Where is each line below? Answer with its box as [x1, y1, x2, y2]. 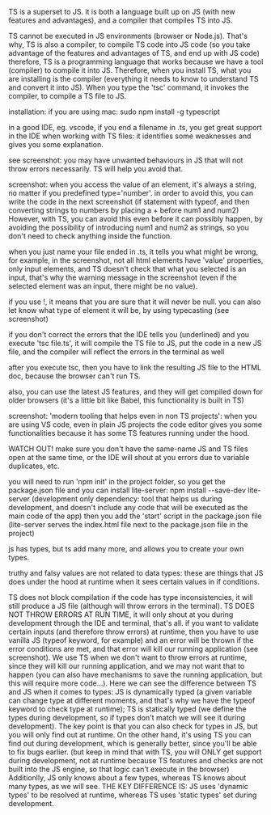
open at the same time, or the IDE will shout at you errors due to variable [8, 453, 250, 462]
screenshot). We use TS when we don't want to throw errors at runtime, [8, 652, 248, 662]
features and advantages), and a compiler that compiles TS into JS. [8, 15, 233, 25]
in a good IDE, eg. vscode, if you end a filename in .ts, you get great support [8, 123, 263, 132]
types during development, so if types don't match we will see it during [8, 713, 245, 722]
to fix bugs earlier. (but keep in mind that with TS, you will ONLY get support [8, 747, 262, 757]
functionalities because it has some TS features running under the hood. [8, 429, 250, 437]
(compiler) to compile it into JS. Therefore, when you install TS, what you [8, 65, 252, 75]
